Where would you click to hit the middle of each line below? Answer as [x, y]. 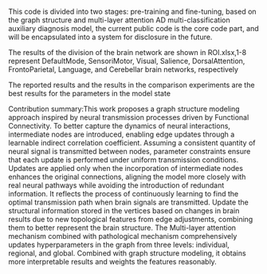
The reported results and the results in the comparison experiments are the [132, 85]
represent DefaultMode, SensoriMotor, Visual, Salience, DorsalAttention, [127, 61]
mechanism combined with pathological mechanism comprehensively [123, 236]
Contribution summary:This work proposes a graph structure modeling [124, 109]
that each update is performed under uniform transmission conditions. [124, 160]
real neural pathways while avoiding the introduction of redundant [116, 185]
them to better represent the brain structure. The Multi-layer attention [122, 228]
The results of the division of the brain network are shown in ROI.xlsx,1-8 [128, 52]
